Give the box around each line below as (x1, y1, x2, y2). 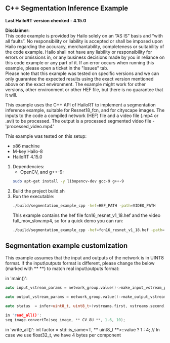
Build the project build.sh (12, 187, 65, 194)
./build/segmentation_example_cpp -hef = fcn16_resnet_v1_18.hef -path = (12, 227, 165, 233)
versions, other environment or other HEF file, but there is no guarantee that (5, 86, 163, 93)
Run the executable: (12, 193, 55, 199)
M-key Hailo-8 (12, 148, 43, 154)
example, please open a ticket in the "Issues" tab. (5, 65, 109, 71)
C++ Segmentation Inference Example (5, 4, 129, 13)
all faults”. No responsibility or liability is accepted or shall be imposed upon (5, 38, 163, 44)
